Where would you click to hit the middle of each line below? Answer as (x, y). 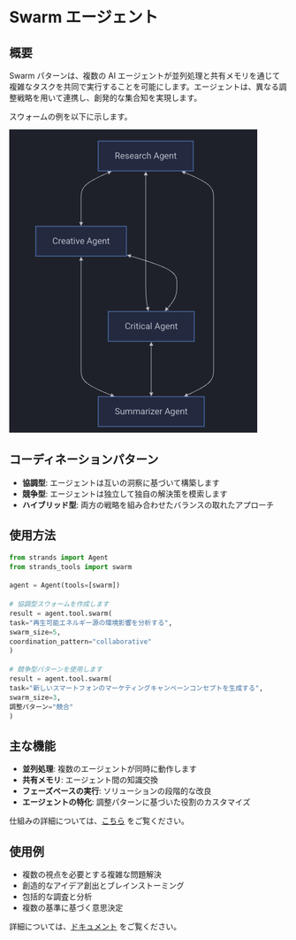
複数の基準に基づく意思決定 (72, 908)
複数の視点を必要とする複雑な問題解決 (91, 875)
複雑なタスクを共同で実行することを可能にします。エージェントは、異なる (144, 87)
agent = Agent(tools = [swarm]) (65, 586)
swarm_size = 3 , (35, 697)
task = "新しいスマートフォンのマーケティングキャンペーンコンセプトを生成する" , (136, 688)
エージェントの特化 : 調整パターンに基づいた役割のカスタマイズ (136, 802)
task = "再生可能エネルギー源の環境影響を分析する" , (91, 623)
